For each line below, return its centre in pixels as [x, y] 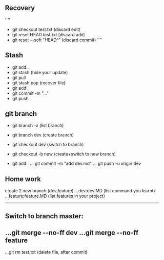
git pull [19, 78]
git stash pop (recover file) [39, 82]
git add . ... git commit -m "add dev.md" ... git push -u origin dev [77, 163]
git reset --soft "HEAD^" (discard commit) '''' [57, 40]
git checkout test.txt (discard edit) [46, 29]
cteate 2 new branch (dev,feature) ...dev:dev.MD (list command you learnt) [80, 191]
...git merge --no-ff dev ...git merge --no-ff [72, 233]
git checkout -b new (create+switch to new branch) [64, 154]
